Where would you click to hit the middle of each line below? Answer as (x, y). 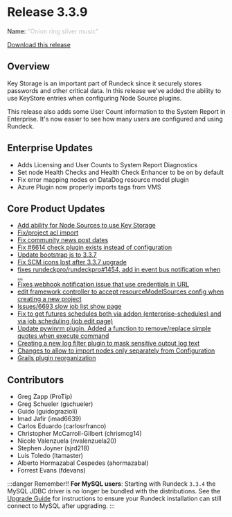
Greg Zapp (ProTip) (45, 397)
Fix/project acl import (48, 232)
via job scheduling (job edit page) (65, 321)
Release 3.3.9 (47, 12)
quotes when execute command (63, 336)
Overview (29, 67)
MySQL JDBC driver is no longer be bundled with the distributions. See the (114, 491)
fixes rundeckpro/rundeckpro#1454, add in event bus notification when (119, 270)
